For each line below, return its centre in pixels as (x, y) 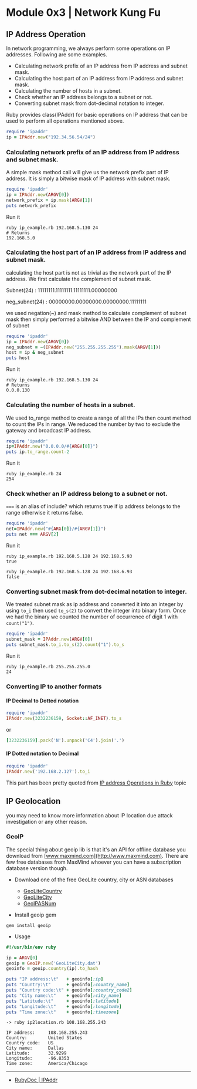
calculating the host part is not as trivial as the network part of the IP (89, 272)
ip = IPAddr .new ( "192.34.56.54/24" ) (51, 137)
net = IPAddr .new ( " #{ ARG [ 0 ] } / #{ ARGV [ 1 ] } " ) (56, 529)
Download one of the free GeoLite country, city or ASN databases (94, 880)
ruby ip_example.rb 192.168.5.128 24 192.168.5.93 (69, 557)
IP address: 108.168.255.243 (47, 1033)
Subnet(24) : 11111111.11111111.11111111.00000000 (62, 290)
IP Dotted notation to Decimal (43, 753)
